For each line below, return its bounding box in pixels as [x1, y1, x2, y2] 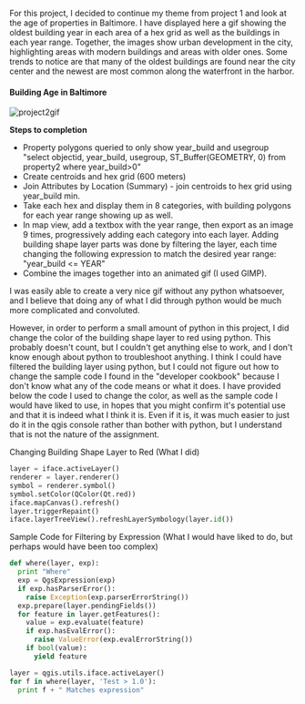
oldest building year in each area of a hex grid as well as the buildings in [9, 27, 280, 37]
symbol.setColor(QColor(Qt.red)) [9, 489, 137, 499]
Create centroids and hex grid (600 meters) [22, 171, 187, 182]
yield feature [33, 651, 88, 661]
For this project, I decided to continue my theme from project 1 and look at [9, 8, 287, 18]
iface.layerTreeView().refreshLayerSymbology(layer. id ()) [9, 515, 234, 525]
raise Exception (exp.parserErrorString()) [25, 592, 189, 602]
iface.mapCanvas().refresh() [9, 498, 120, 507]
